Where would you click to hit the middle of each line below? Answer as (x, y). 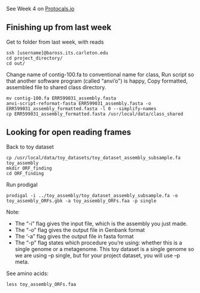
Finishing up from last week (59, 27)
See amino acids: (28, 273)
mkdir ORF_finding (29, 168)
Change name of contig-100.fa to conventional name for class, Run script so (100, 74)
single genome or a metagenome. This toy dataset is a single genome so (104, 249)
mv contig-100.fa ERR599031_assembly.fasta (61, 98)
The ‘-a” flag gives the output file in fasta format (74, 236)
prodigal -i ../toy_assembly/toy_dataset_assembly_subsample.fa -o (92, 195)
